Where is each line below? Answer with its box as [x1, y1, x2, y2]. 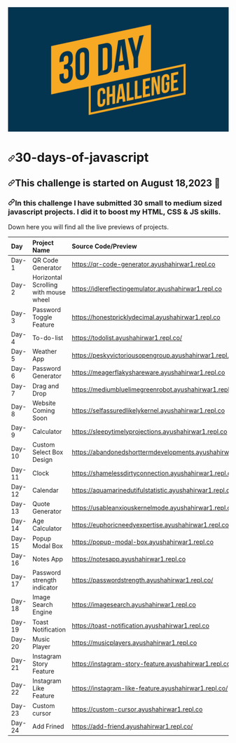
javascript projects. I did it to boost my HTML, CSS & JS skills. [8, 207, 221, 217]
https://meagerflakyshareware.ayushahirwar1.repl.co [71, 368, 225, 376]
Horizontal [32, 273, 62, 282]
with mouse [32, 288, 66, 296]
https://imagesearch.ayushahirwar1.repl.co [71, 601, 197, 609]
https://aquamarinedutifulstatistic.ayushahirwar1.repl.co [71, 486, 234, 495]
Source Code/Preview [71, 242, 137, 251]
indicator [32, 583, 58, 592]
